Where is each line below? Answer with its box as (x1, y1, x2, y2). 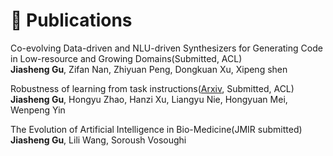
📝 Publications (10, 9, 133, 32)
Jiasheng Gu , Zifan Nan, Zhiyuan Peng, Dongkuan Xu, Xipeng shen (10, 63, 288, 75)
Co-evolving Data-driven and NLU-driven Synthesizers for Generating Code (10, 42, 323, 54)
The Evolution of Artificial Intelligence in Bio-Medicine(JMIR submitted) (10, 123, 303, 135)
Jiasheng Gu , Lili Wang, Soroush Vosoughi (10, 134, 187, 146)
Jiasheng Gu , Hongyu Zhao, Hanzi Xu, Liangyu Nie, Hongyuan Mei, (10, 93, 288, 105)
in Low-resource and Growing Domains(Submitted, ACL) (10, 52, 243, 64)
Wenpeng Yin (10, 104, 66, 116)
